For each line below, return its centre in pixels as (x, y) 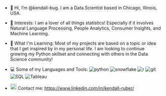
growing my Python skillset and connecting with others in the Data (79, 54)
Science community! (31, 59)
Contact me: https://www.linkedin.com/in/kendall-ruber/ (76, 88)
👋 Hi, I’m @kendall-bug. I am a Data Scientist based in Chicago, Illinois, (84, 8)
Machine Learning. (30, 33)
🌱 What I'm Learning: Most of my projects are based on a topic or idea (83, 43)
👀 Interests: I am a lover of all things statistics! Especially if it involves (82, 23)
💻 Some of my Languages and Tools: (49, 69)
